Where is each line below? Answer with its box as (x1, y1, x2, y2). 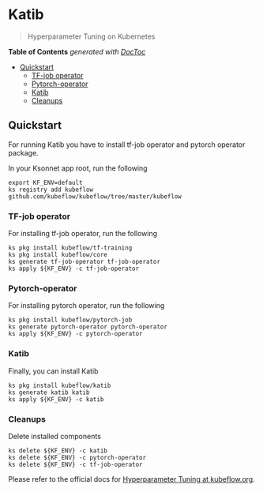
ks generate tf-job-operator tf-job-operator (8, 258, 160, 266)
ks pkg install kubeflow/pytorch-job (8, 316, 133, 325)
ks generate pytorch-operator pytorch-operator (8, 323, 168, 331)
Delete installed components (8, 431, 101, 441)
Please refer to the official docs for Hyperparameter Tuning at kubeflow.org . (8, 474, 255, 483)
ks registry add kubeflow (8, 186, 93, 193)
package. (8, 148, 39, 157)
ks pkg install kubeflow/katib (8, 381, 111, 389)
